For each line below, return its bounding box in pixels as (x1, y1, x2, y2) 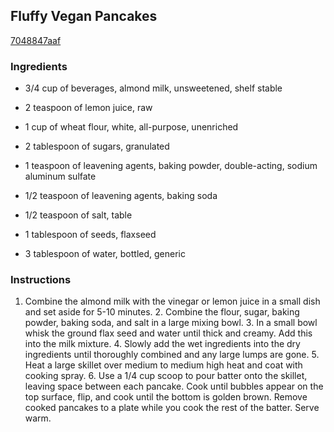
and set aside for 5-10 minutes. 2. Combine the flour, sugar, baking (24, 306, 300, 318)
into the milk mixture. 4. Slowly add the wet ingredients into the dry (24, 338, 301, 350)
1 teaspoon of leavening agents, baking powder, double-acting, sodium (24, 160, 318, 172)
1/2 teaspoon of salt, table (24, 209, 133, 221)
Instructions (10, 273, 72, 287)
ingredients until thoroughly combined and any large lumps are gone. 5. (24, 349, 320, 361)
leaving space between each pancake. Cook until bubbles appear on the (24, 380, 324, 393)
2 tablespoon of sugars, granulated (24, 140, 170, 153)
